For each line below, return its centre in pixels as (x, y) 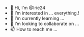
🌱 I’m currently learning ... (37, 18)
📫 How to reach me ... (34, 29)
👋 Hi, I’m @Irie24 (28, 8)
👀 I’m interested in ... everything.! (45, 13)
